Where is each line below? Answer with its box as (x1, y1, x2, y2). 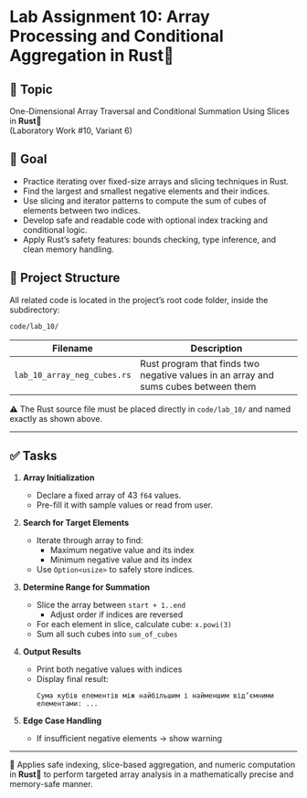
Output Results (22, 646, 82, 657)
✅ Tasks (9, 448, 58, 464)
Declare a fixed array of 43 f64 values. (36, 490, 182, 501)
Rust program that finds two (140, 357, 260, 370)
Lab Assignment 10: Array (9, 6, 210, 27)
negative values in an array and (140, 368, 274, 381)
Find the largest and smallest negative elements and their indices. (22, 185, 270, 196)
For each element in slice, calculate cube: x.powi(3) (36, 619, 232, 630)
